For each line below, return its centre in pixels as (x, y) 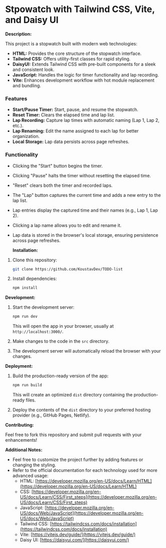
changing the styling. (34, 465)
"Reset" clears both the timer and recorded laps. (62, 185)
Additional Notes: (24, 450)
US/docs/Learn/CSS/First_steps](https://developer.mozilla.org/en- (88, 497)
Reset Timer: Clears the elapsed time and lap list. (64, 115)
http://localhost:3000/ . (38, 331)
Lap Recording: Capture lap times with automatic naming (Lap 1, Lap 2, (86, 120)
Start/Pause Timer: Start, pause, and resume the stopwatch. (75, 110)
